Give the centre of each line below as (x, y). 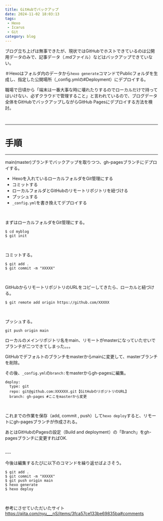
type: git (19, 386)
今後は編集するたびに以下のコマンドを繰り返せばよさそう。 (65, 463)
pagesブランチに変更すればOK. (36, 438)
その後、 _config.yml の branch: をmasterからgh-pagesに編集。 (67, 373)
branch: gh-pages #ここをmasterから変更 (48, 396)
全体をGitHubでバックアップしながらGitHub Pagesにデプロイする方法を (77, 102)
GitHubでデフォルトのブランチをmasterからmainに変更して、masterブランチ (81, 356)
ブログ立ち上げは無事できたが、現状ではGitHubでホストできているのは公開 (80, 51)
